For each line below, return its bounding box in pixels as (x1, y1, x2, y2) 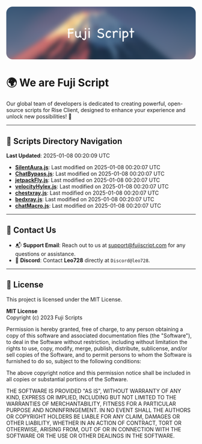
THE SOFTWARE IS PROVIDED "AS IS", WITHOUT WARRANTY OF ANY (6, 387, 182, 395)
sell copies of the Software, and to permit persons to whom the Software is (6, 351, 192, 358)
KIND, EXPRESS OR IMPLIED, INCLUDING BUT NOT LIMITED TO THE (6, 393, 177, 401)
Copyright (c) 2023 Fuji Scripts (6, 314, 83, 321)
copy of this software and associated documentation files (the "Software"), (6, 332, 192, 339)
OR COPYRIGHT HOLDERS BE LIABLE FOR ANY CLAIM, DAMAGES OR (6, 413, 180, 420)
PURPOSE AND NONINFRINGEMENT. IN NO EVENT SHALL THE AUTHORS (6, 406, 191, 413)
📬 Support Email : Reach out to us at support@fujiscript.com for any (14, 242, 186, 249)
